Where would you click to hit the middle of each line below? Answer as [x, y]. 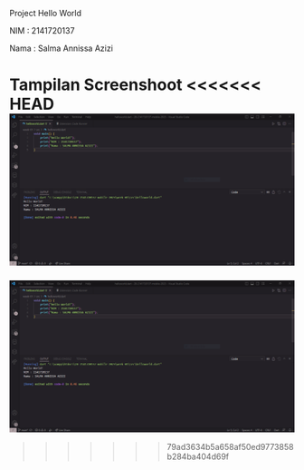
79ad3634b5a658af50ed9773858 [230, 447]
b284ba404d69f [198, 456]
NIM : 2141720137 [42, 30]
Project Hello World [46, 13]
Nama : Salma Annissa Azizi [61, 48]
